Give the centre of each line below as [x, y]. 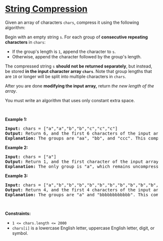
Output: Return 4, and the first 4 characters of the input [78, 190]
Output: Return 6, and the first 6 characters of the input [78, 133]
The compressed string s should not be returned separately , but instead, [79, 66]
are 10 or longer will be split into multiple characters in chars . [65, 76]
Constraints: [18, 213]
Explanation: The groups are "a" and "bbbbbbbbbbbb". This [77, 195]
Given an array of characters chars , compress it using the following [72, 22]
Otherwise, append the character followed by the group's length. [77, 56]
